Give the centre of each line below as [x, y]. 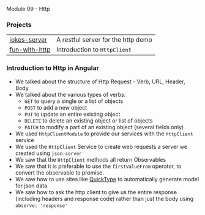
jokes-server [28, 40]
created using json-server [48, 153]
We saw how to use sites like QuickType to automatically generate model [107, 179]
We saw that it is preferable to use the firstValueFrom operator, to [98, 166]
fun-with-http [30, 50]
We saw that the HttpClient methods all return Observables [91, 159]
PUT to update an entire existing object [72, 114]
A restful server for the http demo [104, 40]
